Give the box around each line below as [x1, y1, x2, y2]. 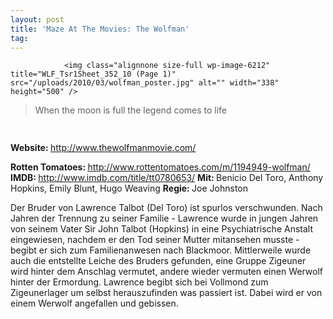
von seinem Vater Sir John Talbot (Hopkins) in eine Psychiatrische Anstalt [10, 223, 313, 235]
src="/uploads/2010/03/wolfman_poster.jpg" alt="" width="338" [10, 78, 280, 88]
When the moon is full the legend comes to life [34, 104, 228, 116]
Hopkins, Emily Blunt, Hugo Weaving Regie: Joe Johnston [10, 182, 249, 195]
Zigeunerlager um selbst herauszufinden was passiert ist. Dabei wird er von [10, 287, 323, 299]
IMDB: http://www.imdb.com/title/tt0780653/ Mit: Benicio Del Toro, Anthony [10, 172, 324, 184]
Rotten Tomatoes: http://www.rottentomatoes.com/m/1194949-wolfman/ [10, 161, 311, 173]
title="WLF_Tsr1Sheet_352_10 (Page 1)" [10, 69, 177, 80]
